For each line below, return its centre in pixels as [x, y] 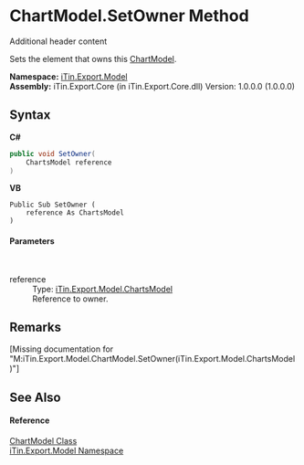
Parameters [32, 241]
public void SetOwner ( [52, 153]
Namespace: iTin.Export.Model [68, 76]
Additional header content [58, 41]
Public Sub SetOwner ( [52, 205]
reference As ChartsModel [75, 213]
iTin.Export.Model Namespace [67, 450]
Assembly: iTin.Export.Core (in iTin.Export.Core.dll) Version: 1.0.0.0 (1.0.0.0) [152, 86]
